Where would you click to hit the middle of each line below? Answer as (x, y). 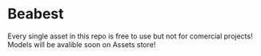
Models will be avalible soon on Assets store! (82, 44)
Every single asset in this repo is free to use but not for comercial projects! (130, 36)
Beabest (36, 14)
